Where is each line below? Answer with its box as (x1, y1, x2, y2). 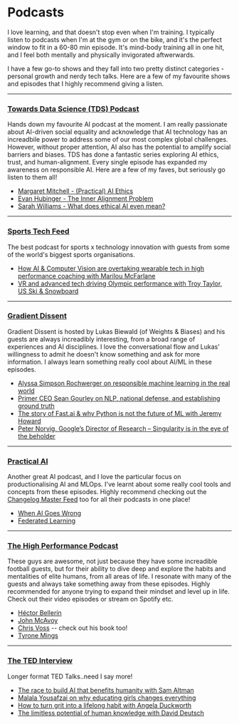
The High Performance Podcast (7, 541, 119, 551)
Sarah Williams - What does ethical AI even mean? (17, 202, 166, 211)
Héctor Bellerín (17, 609, 62, 617)
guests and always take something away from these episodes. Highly (7, 579, 211, 588)
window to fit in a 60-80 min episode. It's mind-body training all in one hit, (7, 43, 225, 51)
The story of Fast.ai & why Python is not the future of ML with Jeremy (17, 409, 222, 417)
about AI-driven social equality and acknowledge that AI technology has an (7, 127, 228, 136)
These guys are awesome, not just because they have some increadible (7, 557, 218, 566)
